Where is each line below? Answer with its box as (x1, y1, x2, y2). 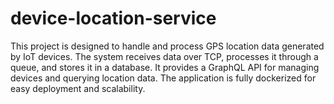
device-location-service (10, 7, 217, 30)
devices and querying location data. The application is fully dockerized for (10, 72, 317, 84)
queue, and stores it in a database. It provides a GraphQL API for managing (10, 61, 320, 73)
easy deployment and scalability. (10, 82, 146, 94)
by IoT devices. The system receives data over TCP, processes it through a (10, 50, 319, 62)
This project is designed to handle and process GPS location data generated (10, 40, 325, 52)
